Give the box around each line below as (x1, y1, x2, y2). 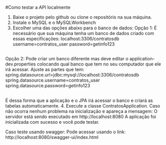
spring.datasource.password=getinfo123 (5, 83, 91, 89)
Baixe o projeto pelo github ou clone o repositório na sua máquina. (12, 14, 152, 20)
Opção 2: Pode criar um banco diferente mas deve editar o (5, 56, 129, 62)
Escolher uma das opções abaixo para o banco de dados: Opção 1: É (12, 25, 157, 31)
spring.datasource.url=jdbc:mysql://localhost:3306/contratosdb (5, 72, 139, 78)
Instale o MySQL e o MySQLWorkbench (12, 20, 96, 25)
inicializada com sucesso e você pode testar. (5, 119, 100, 125)
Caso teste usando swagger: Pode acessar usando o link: (5, 129, 126, 135)
